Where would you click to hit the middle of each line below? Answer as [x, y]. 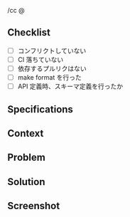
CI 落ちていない [40, 59]
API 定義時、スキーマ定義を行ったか [70, 86]
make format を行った [49, 77]
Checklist [29, 32]
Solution [26, 182]
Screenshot [34, 206]
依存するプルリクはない [52, 68]
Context [26, 133]
